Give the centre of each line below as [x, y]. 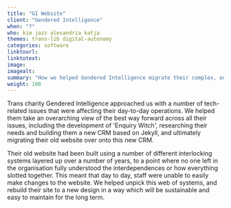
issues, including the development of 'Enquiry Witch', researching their [107, 125]
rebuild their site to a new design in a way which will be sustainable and [108, 190]
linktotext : [24, 59]
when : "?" [21, 26]
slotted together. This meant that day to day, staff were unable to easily [108, 176]
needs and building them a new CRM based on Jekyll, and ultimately [104, 133]
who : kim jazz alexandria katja [53, 33]
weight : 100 [24, 84]
